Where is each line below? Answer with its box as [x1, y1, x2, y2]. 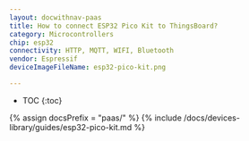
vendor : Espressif [9, 54, 78, 63]
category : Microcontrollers [9, 29, 115, 38]
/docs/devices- [183, 112, 240, 123]
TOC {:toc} [21, 95, 63, 105]
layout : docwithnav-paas [9, 12, 102, 22]
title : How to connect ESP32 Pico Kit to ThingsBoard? [9, 21, 219, 30]
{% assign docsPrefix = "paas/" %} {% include [9, 112, 182, 123]
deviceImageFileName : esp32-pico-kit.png [9, 63, 167, 72]
